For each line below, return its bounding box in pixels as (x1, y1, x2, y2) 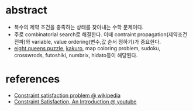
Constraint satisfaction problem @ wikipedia (13, 92, 121, 99)
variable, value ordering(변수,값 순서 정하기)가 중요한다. (31, 38, 161, 45)
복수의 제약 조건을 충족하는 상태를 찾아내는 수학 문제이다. (13, 23, 144, 30)
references (5, 72, 60, 86)
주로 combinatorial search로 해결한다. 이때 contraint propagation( (13, 30, 169, 38)
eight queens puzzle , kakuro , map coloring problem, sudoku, (13, 44, 161, 51)
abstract (5, 4, 47, 17)
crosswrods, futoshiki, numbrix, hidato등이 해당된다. (13, 51, 138, 58)
